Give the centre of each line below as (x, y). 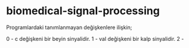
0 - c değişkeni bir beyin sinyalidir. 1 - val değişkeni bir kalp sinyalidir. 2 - (95, 39)
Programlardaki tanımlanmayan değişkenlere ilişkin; (69, 27)
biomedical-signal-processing (83, 11)
